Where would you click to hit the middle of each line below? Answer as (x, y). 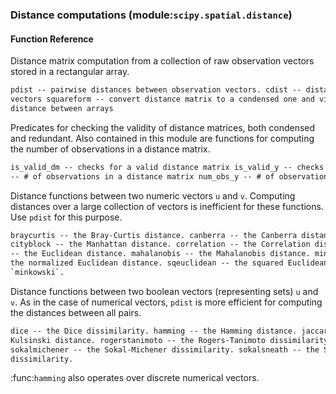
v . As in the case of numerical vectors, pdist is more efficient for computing (166, 302)
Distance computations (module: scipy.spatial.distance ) (151, 15)
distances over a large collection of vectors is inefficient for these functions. (167, 206)
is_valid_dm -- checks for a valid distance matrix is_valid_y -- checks (167, 167)
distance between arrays (62, 108)
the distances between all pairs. (76, 312)
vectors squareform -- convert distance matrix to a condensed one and (162, 99)
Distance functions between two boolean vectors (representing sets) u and (164, 291)
